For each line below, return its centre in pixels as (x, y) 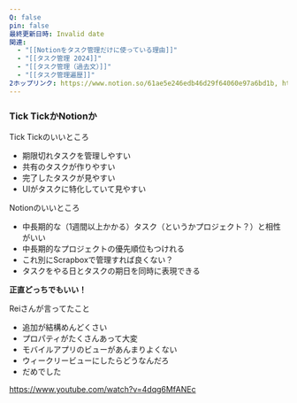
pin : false (29, 26)
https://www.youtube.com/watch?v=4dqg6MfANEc (103, 389)
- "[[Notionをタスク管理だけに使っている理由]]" (98, 50)
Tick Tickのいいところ (49, 136)
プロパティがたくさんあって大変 (80, 338)
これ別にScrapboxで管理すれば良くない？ (98, 260)
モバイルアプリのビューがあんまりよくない (99, 349)
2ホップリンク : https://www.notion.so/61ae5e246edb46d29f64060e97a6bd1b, (144, 83)
